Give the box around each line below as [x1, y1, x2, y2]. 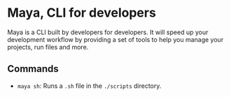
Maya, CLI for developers [7, 5, 156, 21]
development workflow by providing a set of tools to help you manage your [7, 35, 224, 43]
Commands [7, 63, 59, 75]
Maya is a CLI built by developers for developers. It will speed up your [7, 28, 209, 36]
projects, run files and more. [7, 43, 89, 51]
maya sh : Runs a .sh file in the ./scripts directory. [17, 82, 162, 90]
